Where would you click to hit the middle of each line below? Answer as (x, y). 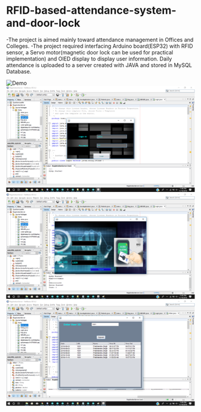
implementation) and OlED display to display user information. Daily (89, 59)
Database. (19, 71)
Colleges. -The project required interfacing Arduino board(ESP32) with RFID (100, 46)
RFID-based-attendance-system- (91, 10)
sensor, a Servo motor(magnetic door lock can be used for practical (90, 52)
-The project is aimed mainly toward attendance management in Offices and (100, 39)
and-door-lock (43, 23)
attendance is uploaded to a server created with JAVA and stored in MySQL (99, 65)
